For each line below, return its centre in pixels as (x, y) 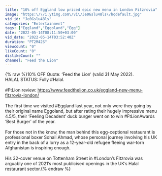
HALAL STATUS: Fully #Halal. (35, 80)
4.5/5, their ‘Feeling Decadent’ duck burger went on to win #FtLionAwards (80, 116)
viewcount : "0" (21, 46)
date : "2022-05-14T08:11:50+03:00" (42, 33)
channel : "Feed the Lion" (32, 60)
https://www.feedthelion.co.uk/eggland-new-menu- (90, 90)
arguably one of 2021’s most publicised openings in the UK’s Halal (72, 164)
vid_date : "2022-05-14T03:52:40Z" (41, 38)
